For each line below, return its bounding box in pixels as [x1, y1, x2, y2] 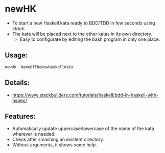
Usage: [5, 51, 29, 60]
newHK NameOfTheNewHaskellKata [5, 64, 74, 69]
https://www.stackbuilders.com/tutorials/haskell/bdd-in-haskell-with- [12, 92, 159, 98]
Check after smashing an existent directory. [12, 136, 104, 143]
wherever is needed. [12, 131, 56, 137]
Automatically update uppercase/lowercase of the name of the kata [12, 125, 154, 132]
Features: [5, 112, 36, 120]
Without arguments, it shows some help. [12, 142, 98, 148]
